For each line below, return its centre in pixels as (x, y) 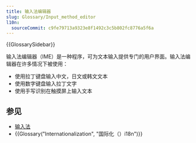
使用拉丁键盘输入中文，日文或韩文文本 (61, 76)
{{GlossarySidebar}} (31, 45)
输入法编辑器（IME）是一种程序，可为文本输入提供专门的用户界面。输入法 (96, 57)
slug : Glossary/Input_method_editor (51, 17)
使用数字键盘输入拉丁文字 (46, 84)
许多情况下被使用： (45, 64)
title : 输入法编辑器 (29, 11)
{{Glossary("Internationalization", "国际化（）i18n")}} (79, 134)
